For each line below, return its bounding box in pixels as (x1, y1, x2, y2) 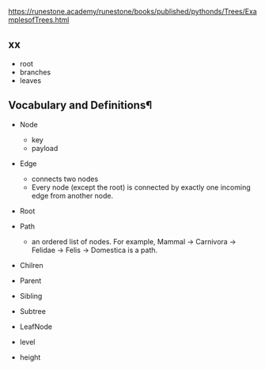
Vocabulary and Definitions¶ (8, 99, 153, 112)
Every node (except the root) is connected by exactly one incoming (31, 182, 251, 192)
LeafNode (19, 322, 53, 331)
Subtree (19, 306, 46, 315)
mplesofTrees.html (8, 15, 70, 25)
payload (31, 143, 59, 153)
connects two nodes (31, 174, 99, 183)
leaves (19, 75, 42, 85)
